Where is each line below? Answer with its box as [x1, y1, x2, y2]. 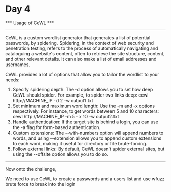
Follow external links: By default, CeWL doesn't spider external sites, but [12, 146, 165, 152]
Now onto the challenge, [5, 166, 57, 172]
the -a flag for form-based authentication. [12, 124, 101, 130]
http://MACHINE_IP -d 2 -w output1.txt [12, 97, 93, 103]
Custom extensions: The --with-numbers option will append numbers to [12, 130, 164, 136]
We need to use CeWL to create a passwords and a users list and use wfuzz [5, 176, 165, 182]
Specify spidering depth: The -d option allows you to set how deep [12, 86, 153, 92]
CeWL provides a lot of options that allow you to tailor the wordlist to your [5, 71, 159, 77]
